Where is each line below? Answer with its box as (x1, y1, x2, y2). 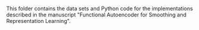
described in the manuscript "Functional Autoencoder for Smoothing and (6, 11, 187, 18)
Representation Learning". (6, 18, 71, 24)
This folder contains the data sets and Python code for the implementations (6, 5, 194, 12)
